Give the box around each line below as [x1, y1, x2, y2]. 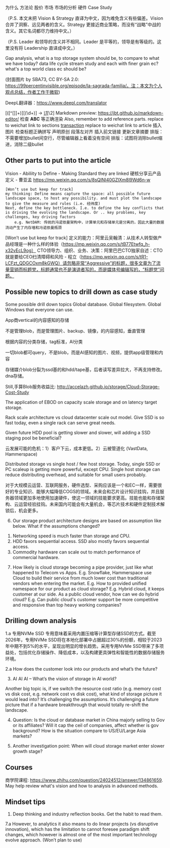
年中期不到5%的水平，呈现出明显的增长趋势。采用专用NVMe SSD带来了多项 [5, 643, 164, 649]
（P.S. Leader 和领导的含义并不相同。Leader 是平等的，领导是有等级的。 [5, 39, 157, 45]
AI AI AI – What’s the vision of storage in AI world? [12, 676, 117, 682]
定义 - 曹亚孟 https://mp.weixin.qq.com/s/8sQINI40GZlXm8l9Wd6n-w [5, 176, 151, 182]
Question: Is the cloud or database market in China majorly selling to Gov [12, 717, 165, 723]
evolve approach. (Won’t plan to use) [5, 837, 82, 843]
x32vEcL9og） [5, 247, 36, 253]
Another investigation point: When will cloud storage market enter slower [12, 743, 165, 749]
